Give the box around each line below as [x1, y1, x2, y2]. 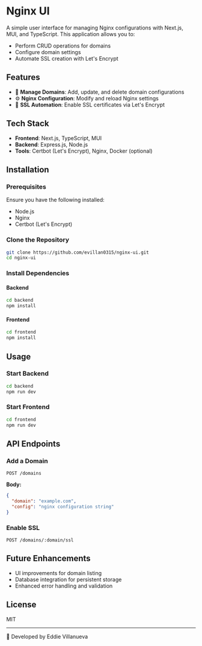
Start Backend [6, 370, 49, 378]
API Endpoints [6, 439, 61, 449]
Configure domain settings [14, 48, 81, 55]
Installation [6, 164, 49, 175]
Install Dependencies [6, 269, 70, 278]
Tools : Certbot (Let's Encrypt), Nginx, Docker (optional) [14, 147, 153, 154]
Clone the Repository [6, 236, 70, 244]
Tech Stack [6, 118, 49, 129]
